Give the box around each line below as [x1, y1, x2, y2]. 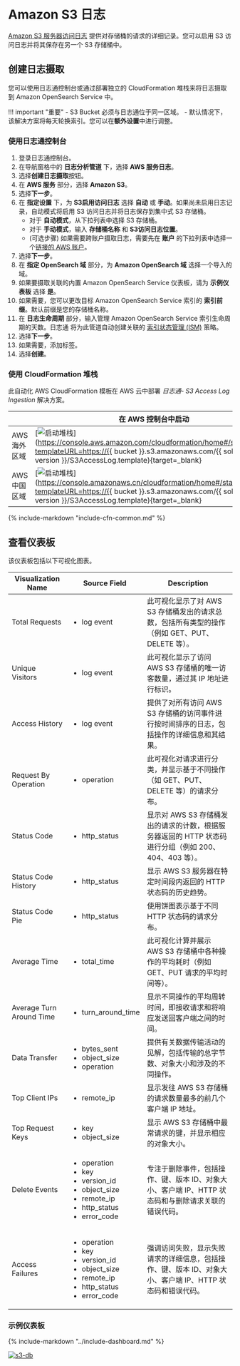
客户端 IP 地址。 [146, 1104, 200, 1114]
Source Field [83, 578, 127, 588]
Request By [11, 771, 51, 781]
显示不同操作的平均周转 [146, 992, 226, 1002]
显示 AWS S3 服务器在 [146, 866, 221, 876]
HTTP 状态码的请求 [146, 912, 211, 922]
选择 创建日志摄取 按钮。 [18, 172, 88, 180]
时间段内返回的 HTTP [153, 877, 225, 887]
